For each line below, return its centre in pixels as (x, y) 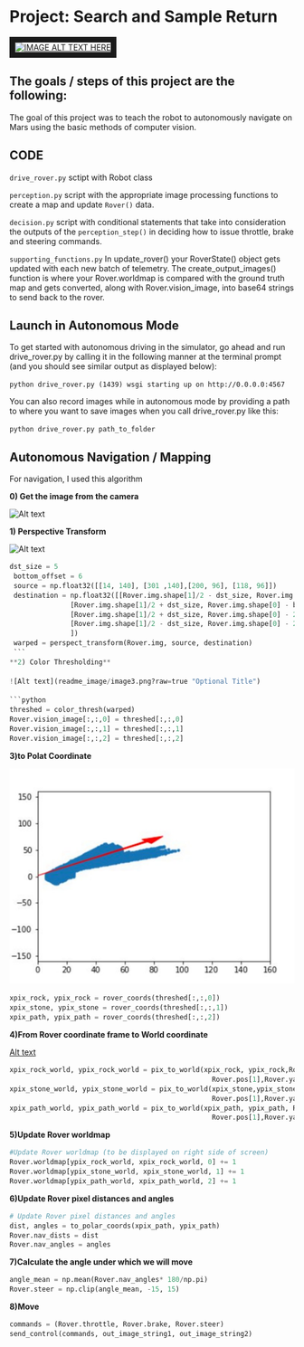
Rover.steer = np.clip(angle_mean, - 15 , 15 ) (95, 1290)
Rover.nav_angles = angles (60, 1245)
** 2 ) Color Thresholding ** (60, 662)
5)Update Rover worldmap (60, 1135)
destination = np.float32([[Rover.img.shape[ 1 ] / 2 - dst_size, (133, 595)
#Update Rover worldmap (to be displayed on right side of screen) (139, 1153)
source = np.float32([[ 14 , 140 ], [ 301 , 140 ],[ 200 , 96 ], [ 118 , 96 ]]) (145, 585)
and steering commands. (56, 241)
